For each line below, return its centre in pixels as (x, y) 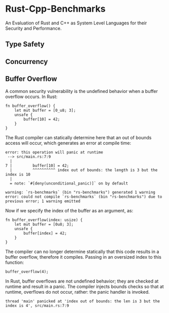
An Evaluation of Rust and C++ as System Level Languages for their (76, 23)
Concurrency (27, 61)
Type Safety (25, 44)
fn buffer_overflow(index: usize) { (44, 220)
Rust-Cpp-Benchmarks (55, 9)
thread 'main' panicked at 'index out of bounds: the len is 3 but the (82, 301)
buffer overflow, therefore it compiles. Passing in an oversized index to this (83, 257)
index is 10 (18, 174)
